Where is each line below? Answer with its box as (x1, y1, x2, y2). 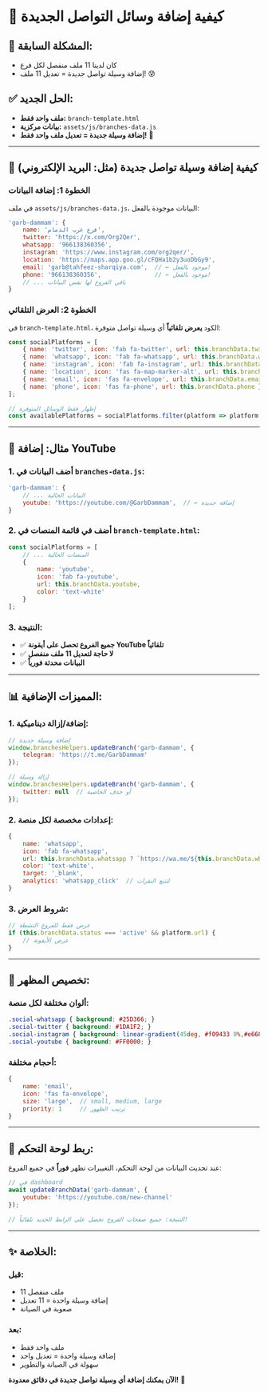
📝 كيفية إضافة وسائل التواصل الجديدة (8, 7, 225, 26)
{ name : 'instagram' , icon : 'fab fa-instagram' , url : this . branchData (22, 360, 262, 369)
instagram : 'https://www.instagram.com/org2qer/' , (22, 248, 195, 256)
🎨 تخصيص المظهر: (8, 974, 90, 987)
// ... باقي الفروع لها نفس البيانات (22, 278, 126, 286)
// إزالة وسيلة (8, 773, 49, 781)
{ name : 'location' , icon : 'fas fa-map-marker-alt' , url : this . (22, 368, 241, 376)
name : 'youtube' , (37, 566, 94, 574)
